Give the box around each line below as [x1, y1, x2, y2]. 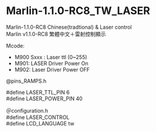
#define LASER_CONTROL [6, 113, 70, 121]
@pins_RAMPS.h [6, 77, 47, 84]
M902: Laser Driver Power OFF [14, 66, 90, 73]
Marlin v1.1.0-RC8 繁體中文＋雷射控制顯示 [6, 31, 106, 38]
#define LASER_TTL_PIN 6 [6, 89, 70, 96]
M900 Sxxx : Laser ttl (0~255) [14, 53, 87, 60]
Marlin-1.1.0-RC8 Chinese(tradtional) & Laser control [6, 23, 132, 31]
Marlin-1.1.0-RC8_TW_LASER [6, 4, 151, 18]
